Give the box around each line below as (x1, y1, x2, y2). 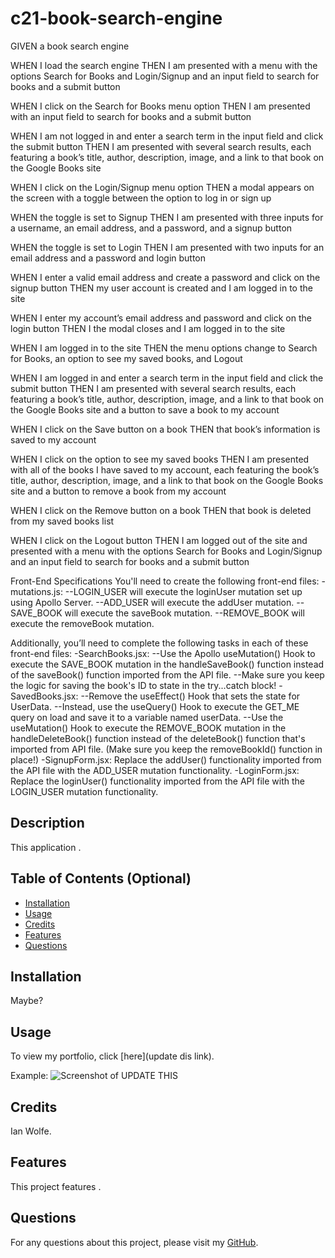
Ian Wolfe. (10, 1125, 52, 1137)
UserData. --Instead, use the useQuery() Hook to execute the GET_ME (10, 700, 300, 712)
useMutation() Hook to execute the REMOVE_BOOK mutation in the (10, 722, 287, 734)
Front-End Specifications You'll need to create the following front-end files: (10, 575, 320, 587)
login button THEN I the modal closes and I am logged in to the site (10, 322, 286, 334)
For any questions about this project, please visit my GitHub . (10, 1236, 259, 1248)
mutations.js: (10, 585, 63, 597)
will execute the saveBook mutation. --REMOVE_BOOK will (64, 607, 305, 619)
